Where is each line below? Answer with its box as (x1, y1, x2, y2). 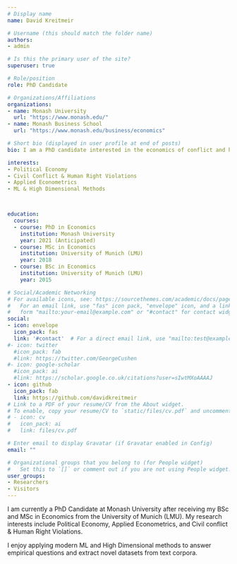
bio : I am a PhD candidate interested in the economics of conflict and (7, 146, 226, 153)
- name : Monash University (7, 107, 87, 114)
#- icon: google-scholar (7, 361, 80, 368)
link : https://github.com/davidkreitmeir (13, 394, 138, 401)
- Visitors (7, 486, 39, 493)
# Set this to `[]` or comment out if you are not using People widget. (7, 466, 232, 473)
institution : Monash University (20, 230, 115, 237)
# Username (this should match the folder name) (7, 30, 153, 37)
